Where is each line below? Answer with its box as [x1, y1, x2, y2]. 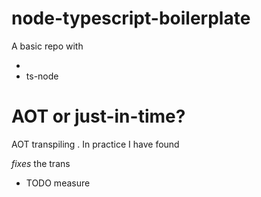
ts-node [25, 70, 59, 82]
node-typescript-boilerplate [11, 7, 251, 30]
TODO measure [25, 177, 91, 189]
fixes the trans [11, 157, 71, 169]
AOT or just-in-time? [11, 105, 186, 128]
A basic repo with [11, 40, 84, 52]
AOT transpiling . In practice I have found [11, 138, 180, 150]
